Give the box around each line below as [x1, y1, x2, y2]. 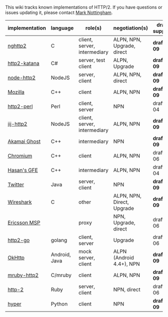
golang [50, 237, 67, 243]
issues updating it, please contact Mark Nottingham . [5, 9, 113, 15]
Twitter [7, 181, 24, 188]
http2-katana [7, 60, 39, 66]
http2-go [7, 237, 30, 243]
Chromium [7, 152, 32, 159]
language [50, 24, 74, 31]
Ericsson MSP [7, 219, 40, 226]
